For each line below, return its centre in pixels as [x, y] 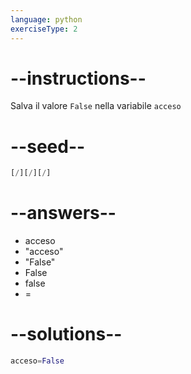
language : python [46, 19]
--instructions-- [78, 78]
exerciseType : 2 [44, 29]
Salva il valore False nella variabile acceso [96, 106]
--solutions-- [66, 334]
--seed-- [48, 146]
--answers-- [63, 213]
